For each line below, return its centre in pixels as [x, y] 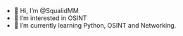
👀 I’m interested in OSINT [50, 18]
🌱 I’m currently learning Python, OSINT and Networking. [95, 25]
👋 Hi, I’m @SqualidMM [46, 11]
